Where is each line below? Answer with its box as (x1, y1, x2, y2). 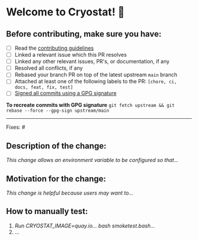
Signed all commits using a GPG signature (14, 90, 117, 97)
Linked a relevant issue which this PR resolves (14, 51, 127, 59)
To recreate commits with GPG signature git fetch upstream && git (6, 102, 175, 109)
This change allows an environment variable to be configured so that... (6, 157, 179, 164)
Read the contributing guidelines (14, 44, 94, 51)
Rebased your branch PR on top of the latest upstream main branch (14, 71, 178, 79)
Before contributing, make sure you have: (6, 29, 162, 39)
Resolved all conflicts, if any (14, 64, 83, 72)
